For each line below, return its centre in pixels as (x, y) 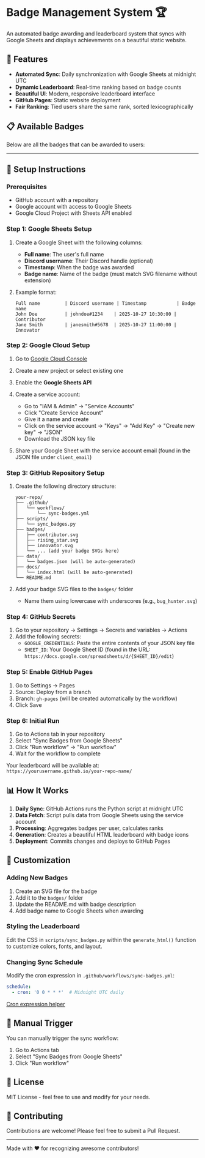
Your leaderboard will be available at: (53, 766)
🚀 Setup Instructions (46, 169)
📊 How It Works (38, 791)
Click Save (28, 704)
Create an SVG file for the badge (56, 891)
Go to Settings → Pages (45, 685)
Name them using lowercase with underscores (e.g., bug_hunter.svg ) (111, 601)
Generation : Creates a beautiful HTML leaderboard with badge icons (102, 834)
